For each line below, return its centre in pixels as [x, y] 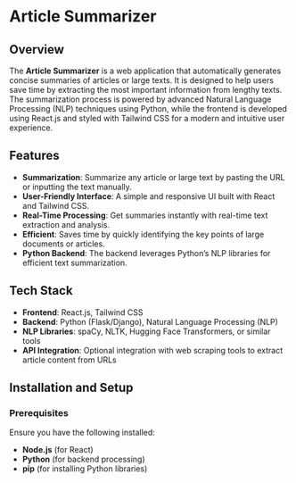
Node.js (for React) [58, 450]
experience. [31, 128]
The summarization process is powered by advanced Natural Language [140, 99]
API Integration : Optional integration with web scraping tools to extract [152, 350]
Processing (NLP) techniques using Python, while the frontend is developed [148, 108]
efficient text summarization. [74, 262]
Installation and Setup [71, 388]
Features [34, 156]
